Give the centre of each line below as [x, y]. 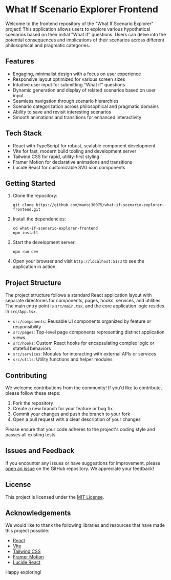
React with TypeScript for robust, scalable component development [84, 146]
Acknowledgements [38, 513]
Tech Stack [24, 133]
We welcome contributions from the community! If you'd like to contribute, [84, 388]
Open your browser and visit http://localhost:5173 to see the [78, 261]
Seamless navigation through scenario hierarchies [66, 101]
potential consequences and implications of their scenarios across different [85, 40]
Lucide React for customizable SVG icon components [69, 167]
